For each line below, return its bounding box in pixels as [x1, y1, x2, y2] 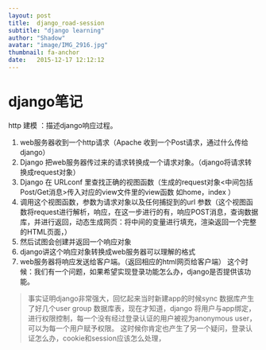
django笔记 [8, 93, 83, 111]
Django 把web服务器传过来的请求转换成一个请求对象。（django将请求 [19, 157, 245, 167]
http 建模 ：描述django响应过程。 [8, 120, 118, 130]
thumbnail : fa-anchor [8, 49, 80, 56]
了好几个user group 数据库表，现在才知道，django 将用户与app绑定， [27, 303, 256, 313]
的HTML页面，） [19, 227, 71, 236]
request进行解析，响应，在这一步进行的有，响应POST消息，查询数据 [33, 207, 259, 216]
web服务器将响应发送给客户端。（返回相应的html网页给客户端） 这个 [19, 256, 242, 266]
